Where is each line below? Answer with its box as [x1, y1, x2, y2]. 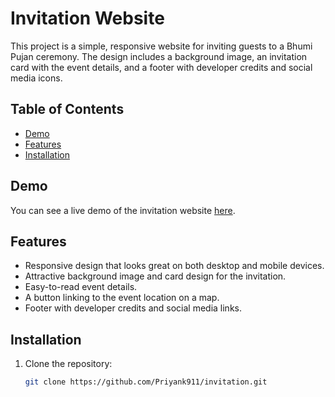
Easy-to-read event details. [24, 281, 138, 293]
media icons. [10, 72, 63, 84]
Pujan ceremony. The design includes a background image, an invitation [10, 50, 308, 62]
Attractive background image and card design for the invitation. [24, 270, 287, 282]
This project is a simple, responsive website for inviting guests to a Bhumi [10, 40, 313, 52]
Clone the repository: [24, 358, 113, 370]
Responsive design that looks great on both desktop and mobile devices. [24, 260, 325, 272]
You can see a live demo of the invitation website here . [10, 204, 236, 216]
